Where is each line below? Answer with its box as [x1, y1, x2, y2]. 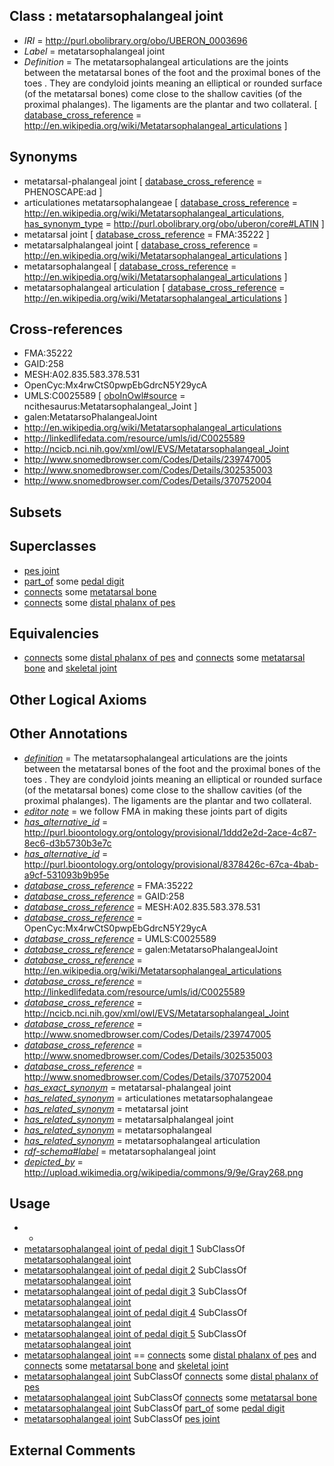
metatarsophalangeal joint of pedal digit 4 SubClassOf [23, 1307, 248, 1319]
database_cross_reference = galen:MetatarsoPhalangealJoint [23, 943, 279, 955]
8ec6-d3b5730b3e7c [23, 837, 112, 849]
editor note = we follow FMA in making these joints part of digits [23, 805, 288, 817]
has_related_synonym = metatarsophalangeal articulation [23, 1134, 261, 1146]
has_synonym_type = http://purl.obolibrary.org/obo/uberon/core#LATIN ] [23, 217, 325, 229]
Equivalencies [9, 625, 99, 643]
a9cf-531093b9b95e [23, 869, 110, 881]
